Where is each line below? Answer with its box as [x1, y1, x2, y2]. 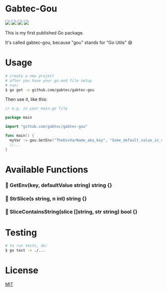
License [5, 265, 39, 276]
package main [5, 115, 32, 120]
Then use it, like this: [5, 96, 48, 102]
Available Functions [5, 164, 88, 175]
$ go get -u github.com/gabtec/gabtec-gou [5, 87, 94, 92]
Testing [5, 227, 37, 238]
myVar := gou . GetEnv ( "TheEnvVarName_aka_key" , [9, 138, 108, 143]
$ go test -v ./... [5, 248, 46, 253]
